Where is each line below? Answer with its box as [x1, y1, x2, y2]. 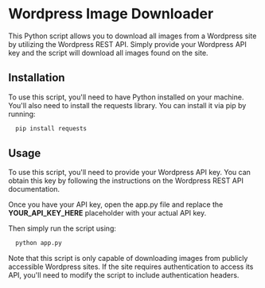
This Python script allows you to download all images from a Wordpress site [8, 31, 257, 41]
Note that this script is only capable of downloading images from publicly [8, 254, 248, 263]
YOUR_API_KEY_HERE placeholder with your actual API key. [8, 208, 207, 218]
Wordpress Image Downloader [8, 5, 214, 23]
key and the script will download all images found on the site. [8, 48, 208, 57]
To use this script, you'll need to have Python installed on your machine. [8, 92, 244, 102]
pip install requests [15, 124, 88, 132]
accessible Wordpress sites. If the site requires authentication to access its [8, 262, 254, 271]
